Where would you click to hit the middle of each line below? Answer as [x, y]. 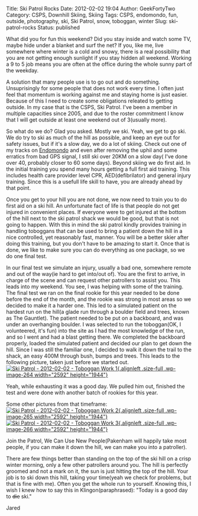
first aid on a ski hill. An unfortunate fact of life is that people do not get [93, 206]
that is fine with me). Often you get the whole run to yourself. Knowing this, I [99, 484]
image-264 [20, 375]
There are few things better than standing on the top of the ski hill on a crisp [99, 458]
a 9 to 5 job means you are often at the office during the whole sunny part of [99, 64]
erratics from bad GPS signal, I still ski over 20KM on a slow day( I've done [97, 156]
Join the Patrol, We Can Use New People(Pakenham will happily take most [97, 441]
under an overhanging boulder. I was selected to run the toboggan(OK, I [94, 324]
